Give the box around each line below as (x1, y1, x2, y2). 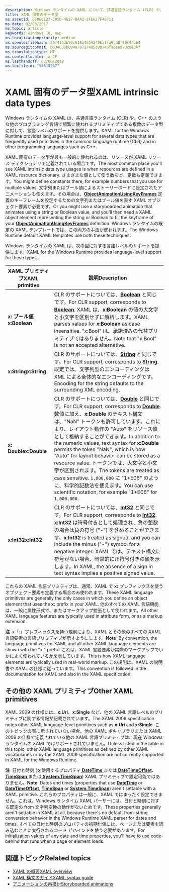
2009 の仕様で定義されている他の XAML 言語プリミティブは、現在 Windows (5, 734, 163, 740)
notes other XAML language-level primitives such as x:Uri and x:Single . (5, 722, 154, 728)
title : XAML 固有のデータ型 (5, 12, 59, 17)
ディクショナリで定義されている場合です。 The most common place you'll (11, 160, 162, 166)
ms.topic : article (5, 26, 44, 31)
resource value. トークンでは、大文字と (54, 459, 147, 466)
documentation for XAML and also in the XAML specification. (5, 671, 132, 677)
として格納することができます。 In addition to (54, 433, 160, 440)
